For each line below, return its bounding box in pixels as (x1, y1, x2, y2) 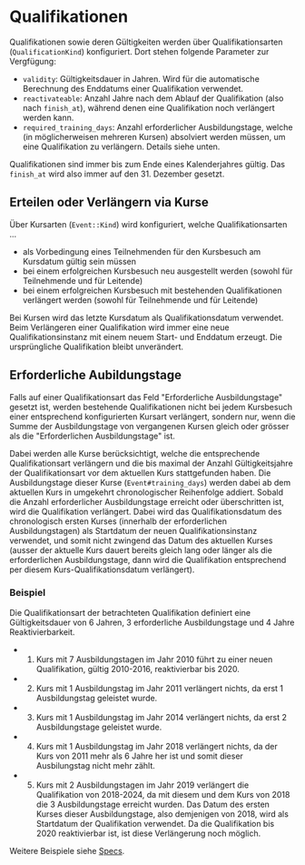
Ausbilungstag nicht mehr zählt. (35, 759, 156, 770)
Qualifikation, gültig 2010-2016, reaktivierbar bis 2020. (35, 663, 241, 674)
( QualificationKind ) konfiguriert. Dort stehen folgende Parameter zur (9, 45, 270, 56)
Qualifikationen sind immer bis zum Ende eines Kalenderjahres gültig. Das (9, 158, 286, 169)
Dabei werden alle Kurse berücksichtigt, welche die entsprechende (9, 448, 261, 458)
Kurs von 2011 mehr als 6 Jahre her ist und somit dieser (35, 750, 243, 761)
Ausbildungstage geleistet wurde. (35, 721, 162, 732)
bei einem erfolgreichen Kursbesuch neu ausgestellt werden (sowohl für (22, 266, 293, 277)
